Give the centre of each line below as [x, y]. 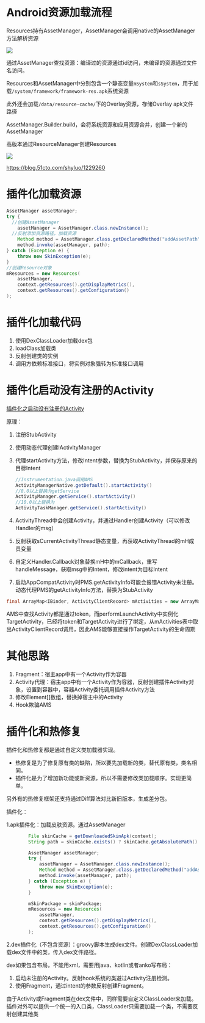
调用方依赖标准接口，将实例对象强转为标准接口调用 [79, 363]
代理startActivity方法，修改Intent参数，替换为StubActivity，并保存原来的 [106, 460]
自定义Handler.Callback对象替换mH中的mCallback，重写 [86, 562]
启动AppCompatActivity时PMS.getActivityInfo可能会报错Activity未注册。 [106, 582]
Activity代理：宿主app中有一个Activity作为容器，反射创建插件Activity [102, 682]
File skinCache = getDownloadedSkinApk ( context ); [92, 836]
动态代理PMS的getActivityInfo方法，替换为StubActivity [84, 590]
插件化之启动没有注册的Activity [45, 408]
